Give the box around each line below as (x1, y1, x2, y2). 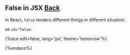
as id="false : (5, 26, 32, 32)
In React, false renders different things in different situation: (5, 17, 126, 22)
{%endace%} (5, 45, 33, 51)
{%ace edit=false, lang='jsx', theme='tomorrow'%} (5, 36, 107, 41)
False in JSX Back (5, 4, 60, 12)
